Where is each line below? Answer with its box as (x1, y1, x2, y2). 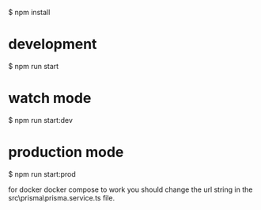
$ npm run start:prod (8, 169, 77, 178)
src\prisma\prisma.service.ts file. (8, 193, 115, 202)
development (8, 36, 97, 53)
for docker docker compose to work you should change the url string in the (8, 185, 253, 194)
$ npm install (8, 8, 51, 17)
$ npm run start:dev (8, 115, 74, 124)
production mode (8, 143, 124, 162)
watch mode (8, 90, 92, 107)
